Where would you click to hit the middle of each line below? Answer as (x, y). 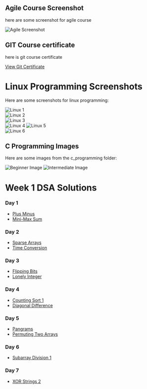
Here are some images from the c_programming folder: (61, 158)
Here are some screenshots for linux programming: (57, 100)
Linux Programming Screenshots (74, 86)
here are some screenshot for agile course (48, 20)
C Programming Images (42, 146)
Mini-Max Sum (27, 219)
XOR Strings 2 (26, 381)
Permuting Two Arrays (35, 334)
